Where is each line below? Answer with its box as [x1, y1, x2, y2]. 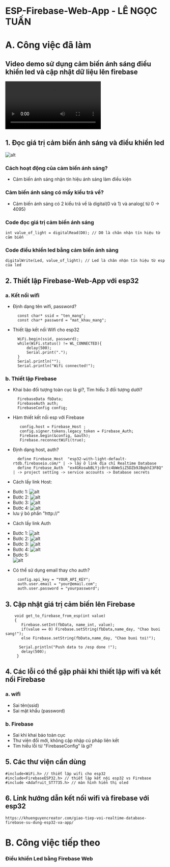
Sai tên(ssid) [12, 702, 39, 708]
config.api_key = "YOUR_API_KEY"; [17, 577, 91, 582]
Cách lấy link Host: [12, 479, 52, 485]
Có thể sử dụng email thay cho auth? [12, 567, 90, 574]
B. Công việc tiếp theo [5, 837, 100, 848]
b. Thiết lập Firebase [5, 375, 57, 382]
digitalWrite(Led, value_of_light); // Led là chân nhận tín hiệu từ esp [5, 258, 165, 263]
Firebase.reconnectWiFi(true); [19, 438, 86, 443]
